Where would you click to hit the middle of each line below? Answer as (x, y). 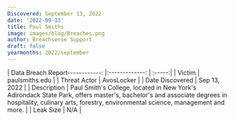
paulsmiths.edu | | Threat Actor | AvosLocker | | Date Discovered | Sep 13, (113, 80)
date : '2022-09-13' (36, 20)
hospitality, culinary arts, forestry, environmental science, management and (116, 102)
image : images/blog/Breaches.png (56, 33)
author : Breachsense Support (50, 40)
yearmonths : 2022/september (48, 53)
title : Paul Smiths (36, 27)
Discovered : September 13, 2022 (54, 14)
